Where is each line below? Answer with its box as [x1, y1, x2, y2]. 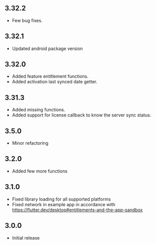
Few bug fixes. [12, 17, 43, 23]
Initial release [12, 234, 40, 241]
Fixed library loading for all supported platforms [12, 196, 111, 202]
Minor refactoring [12, 140, 49, 146]
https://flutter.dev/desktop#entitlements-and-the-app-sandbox [12, 207, 143, 213]
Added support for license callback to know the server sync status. [12, 112, 151, 118]
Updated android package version [12, 45, 83, 51]
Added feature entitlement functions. [12, 73, 89, 80]
